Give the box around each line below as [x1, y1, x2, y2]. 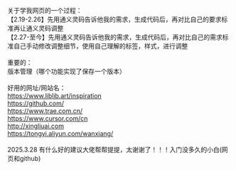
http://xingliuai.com [7, 122, 65, 130]
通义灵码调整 [26, 24, 64, 32]
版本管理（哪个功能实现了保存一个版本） [7, 67, 126, 75]
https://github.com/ [7, 99, 64, 107]
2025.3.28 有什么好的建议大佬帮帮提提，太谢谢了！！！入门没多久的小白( [7, 145, 222, 154]
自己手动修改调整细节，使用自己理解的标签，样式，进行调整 [13, 42, 188, 50]
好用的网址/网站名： [7, 84, 66, 92]
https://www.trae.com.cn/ [7, 107, 83, 115]
